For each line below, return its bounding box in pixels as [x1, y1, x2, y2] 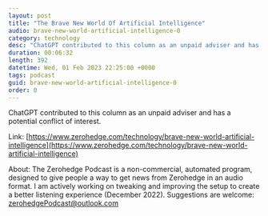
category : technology [8, 34, 81, 42]
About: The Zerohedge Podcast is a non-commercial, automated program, [8, 165, 253, 174]
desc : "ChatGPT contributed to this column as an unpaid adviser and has [8, 42, 260, 50]
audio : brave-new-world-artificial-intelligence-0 [8, 26, 181, 34]
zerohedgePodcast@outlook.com [8, 198, 119, 208]
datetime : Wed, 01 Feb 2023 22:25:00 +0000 [8, 64, 156, 72]
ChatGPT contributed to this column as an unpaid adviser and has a [8, 108, 231, 118]
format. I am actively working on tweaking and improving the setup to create [8, 182, 260, 191]
